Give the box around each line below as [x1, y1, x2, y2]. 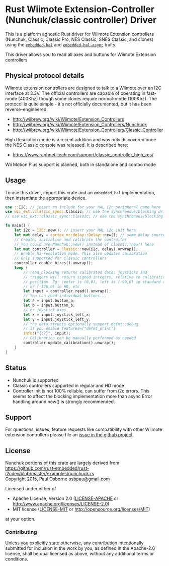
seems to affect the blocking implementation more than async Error [12, 393, 152, 399]
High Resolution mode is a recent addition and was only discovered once [5, 136, 156, 142]
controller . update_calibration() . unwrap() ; [23, 341, 116, 346]
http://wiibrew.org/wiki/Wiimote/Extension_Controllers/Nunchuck [12, 121, 147, 127]
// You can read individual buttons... [23, 294, 107, 299]
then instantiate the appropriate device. [5, 195, 87, 201]
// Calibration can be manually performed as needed [23, 335, 136, 341]
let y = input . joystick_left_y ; [23, 317, 92, 322]
